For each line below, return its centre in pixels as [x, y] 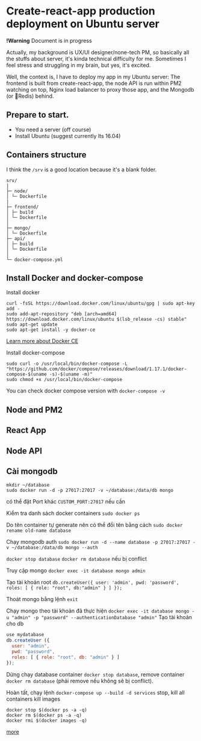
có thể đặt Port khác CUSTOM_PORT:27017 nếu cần [66, 502]
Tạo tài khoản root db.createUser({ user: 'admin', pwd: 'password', [93, 582]
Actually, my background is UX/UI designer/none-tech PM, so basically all [98, 52]
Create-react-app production [81, 11]
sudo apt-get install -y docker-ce [51, 330]
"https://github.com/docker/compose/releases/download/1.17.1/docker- [97, 369]
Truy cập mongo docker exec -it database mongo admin [76, 570]
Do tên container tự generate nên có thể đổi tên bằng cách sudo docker [94, 525]
